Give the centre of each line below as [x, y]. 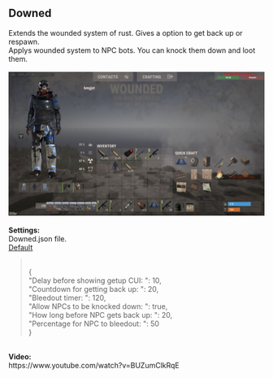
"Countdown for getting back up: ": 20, [93, 289]
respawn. [24, 41]
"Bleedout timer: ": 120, [67, 298]
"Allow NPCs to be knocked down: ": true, [98, 306]
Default [21, 248]
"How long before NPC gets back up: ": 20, [100, 315]
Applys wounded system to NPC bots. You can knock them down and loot [132, 50]
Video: [20, 357]
